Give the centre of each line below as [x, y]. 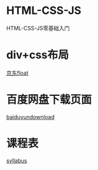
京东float [17, 73]
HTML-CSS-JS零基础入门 [38, 28]
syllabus [17, 160]
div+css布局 [37, 55]
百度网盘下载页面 [49, 100]
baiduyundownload [30, 117]
